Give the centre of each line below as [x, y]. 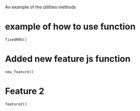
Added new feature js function [68, 59]
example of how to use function [70, 27]
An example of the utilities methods [41, 7]
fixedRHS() [16, 39]
